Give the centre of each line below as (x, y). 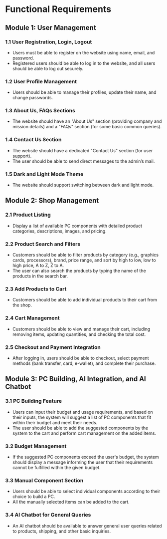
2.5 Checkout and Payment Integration (53, 347)
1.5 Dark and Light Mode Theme (44, 174)
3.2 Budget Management (36, 446)
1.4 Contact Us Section (33, 140)
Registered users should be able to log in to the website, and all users (84, 63)
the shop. (22, 305)
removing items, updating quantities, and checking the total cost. (79, 334)
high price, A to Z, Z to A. (38, 266)
